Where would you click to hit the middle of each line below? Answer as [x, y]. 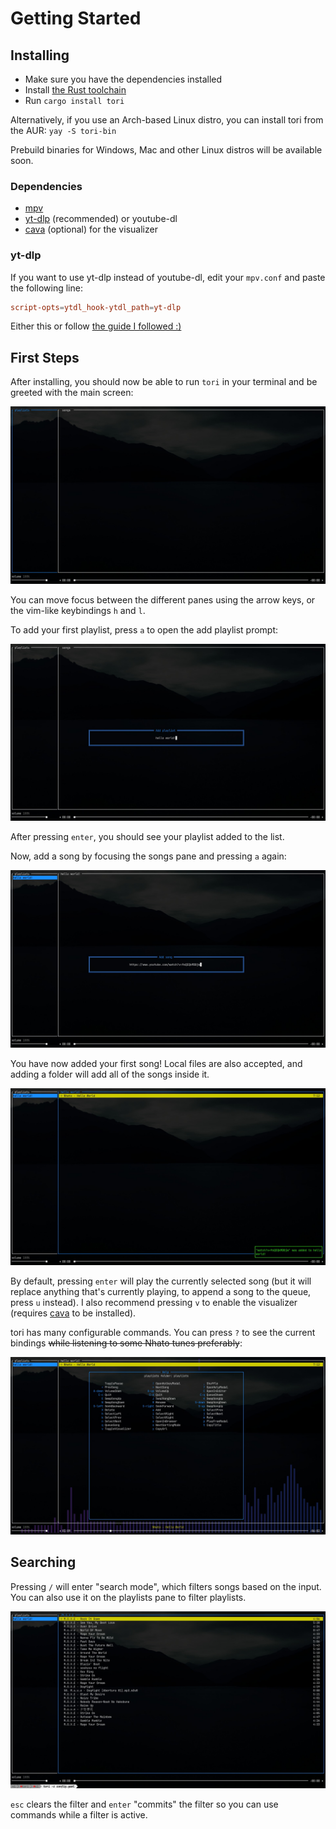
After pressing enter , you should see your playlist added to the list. [147, 837]
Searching [43, 1562]
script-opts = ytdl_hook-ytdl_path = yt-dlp [96, 307]
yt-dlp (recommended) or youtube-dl [101, 219]
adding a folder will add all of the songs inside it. [110, 1074]
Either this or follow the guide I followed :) [96, 326]
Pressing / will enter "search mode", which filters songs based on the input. [166, 1586]
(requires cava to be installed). [73, 1313]
